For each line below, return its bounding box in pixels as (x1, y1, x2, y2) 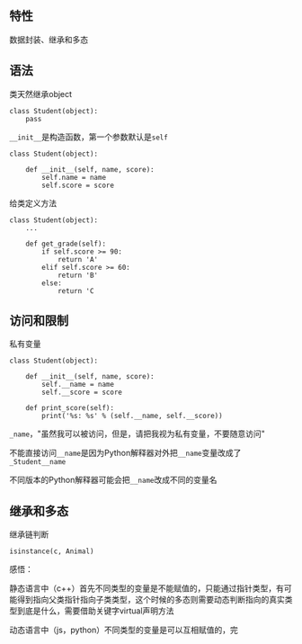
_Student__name (9, 458, 67, 467)
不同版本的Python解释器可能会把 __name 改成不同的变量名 (9, 475, 218, 486)
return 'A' (57, 255, 99, 264)
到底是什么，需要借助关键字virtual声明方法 (16, 605, 174, 616)
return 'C (57, 286, 94, 295)
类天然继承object (9, 88, 73, 99)
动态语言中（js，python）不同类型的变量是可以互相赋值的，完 (9, 624, 238, 636)
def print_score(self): (25, 404, 115, 413)
